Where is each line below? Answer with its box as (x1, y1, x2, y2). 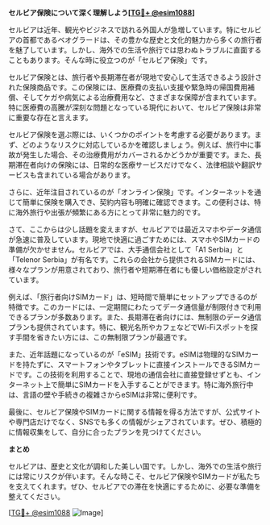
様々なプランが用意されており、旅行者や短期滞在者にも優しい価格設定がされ (8, 265, 262, 274)
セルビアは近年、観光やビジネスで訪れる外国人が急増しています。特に (8, 25, 241, 35)
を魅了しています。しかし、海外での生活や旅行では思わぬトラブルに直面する (8, 45, 262, 55)
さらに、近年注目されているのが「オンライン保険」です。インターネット (8, 187, 247, 197)
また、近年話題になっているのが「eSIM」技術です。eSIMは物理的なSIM (8, 350, 245, 359)
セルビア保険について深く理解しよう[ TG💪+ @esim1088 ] (8, 8, 195, 17)
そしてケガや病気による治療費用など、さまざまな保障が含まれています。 (22, 93, 261, 102)
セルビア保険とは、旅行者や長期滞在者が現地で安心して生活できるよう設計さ (8, 73, 263, 81)
